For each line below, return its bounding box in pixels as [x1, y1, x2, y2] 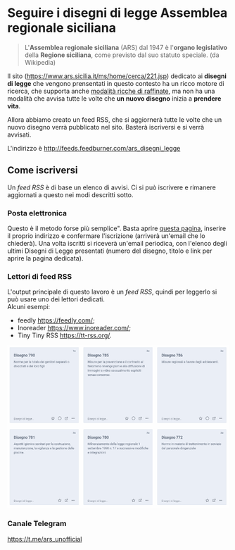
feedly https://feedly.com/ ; [17, 316, 95, 325]
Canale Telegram [7, 519, 67, 529]
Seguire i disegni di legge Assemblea [7, 5, 228, 21]
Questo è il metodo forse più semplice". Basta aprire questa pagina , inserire [7, 224, 227, 233]
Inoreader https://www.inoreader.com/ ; [17, 324, 132, 332]
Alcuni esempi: [7, 303, 51, 311]
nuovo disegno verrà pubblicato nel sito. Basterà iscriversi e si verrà [7, 123, 205, 131]
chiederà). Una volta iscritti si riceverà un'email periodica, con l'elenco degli [7, 239, 227, 248]
